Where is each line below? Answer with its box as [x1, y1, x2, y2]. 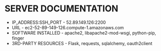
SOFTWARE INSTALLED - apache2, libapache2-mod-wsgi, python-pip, [11, 30, 157, 36]
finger [11, 35, 24, 41]
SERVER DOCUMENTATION [4, 3, 119, 14]
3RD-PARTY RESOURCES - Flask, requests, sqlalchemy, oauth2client [11, 40, 153, 46]
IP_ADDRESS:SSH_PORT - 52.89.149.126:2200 [11, 19, 106, 25]
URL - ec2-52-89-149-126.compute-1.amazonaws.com [11, 24, 124, 30]
